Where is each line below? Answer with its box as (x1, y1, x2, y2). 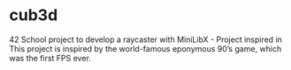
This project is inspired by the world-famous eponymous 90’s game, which (9, 43, 282, 53)
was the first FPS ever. (9, 52, 91, 63)
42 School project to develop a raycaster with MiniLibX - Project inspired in (9, 34, 283, 45)
